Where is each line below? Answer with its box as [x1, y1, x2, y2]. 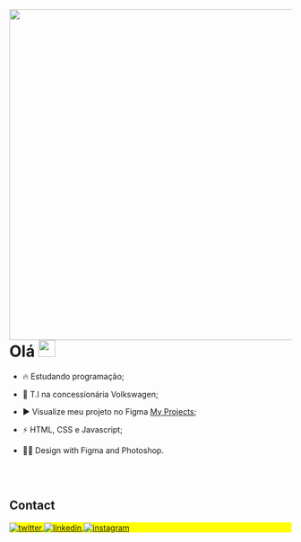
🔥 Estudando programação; [21, 371, 125, 381]
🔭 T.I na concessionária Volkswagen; [21, 389, 159, 399]
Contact [9, 498, 56, 513]
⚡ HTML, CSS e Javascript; [21, 424, 123, 434]
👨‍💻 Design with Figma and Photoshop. [21, 444, 164, 456]
